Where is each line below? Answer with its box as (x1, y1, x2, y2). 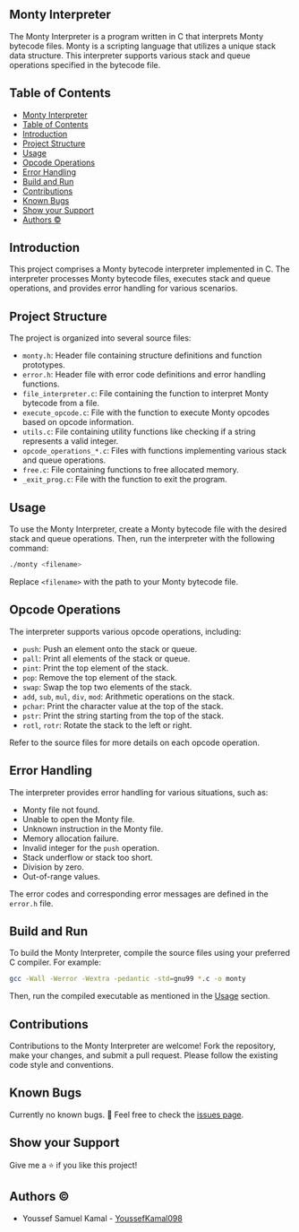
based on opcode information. (21, 417, 134, 428)
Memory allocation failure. (21, 833, 119, 844)
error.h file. (9, 898, 54, 908)
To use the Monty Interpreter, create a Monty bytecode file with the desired (9, 524, 287, 534)
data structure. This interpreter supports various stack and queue (9, 49, 251, 61)
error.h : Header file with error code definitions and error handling (21, 369, 266, 380)
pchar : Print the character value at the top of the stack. (21, 700, 224, 711)
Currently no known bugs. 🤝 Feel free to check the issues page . (9, 1109, 244, 1120)
